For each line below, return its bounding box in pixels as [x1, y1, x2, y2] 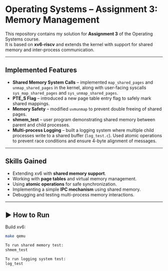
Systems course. [5, 36, 40, 42]
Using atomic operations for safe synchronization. [12, 181, 117, 187]
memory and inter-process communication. [5, 47, 94, 53]
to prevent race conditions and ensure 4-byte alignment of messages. [12, 138, 157, 144]
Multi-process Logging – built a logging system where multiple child [12, 127, 154, 133]
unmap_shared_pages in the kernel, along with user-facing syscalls [12, 84, 146, 91]
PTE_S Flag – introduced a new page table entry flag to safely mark [12, 95, 151, 101]
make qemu [5, 234, 26, 239]
